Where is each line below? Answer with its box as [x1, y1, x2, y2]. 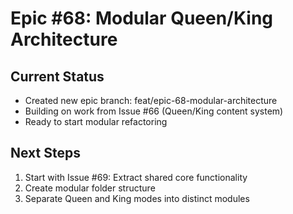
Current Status [10, 68, 105, 85]
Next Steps [10, 145, 81, 162]
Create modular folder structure [24, 182, 156, 194]
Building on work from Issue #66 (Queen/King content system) [24, 105, 284, 117]
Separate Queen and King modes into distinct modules [24, 192, 250, 204]
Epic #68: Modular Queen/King [10, 7, 274, 30]
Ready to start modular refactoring [24, 116, 168, 127]
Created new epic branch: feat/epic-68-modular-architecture [24, 95, 278, 106]
